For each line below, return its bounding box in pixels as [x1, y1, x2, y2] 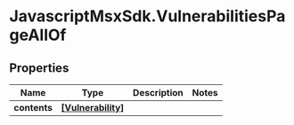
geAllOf [9, 25, 67, 45]
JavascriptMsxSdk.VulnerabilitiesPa [9, 6, 286, 27]
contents [13, 102, 53, 113]
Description [132, 87, 184, 98]
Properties [9, 60, 69, 75]
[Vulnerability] [61, 102, 125, 113]
